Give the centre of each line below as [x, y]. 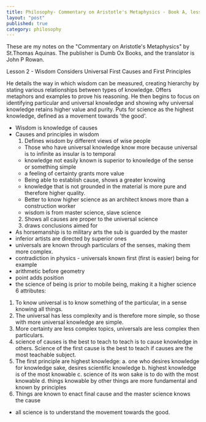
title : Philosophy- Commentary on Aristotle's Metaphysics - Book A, [97, 12]
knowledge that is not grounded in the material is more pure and [105, 186]
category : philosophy [34, 29]
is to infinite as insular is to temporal [70, 154]
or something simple [50, 167]
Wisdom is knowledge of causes [56, 128]
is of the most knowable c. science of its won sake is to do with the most [107, 374]
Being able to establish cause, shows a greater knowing [95, 180]
